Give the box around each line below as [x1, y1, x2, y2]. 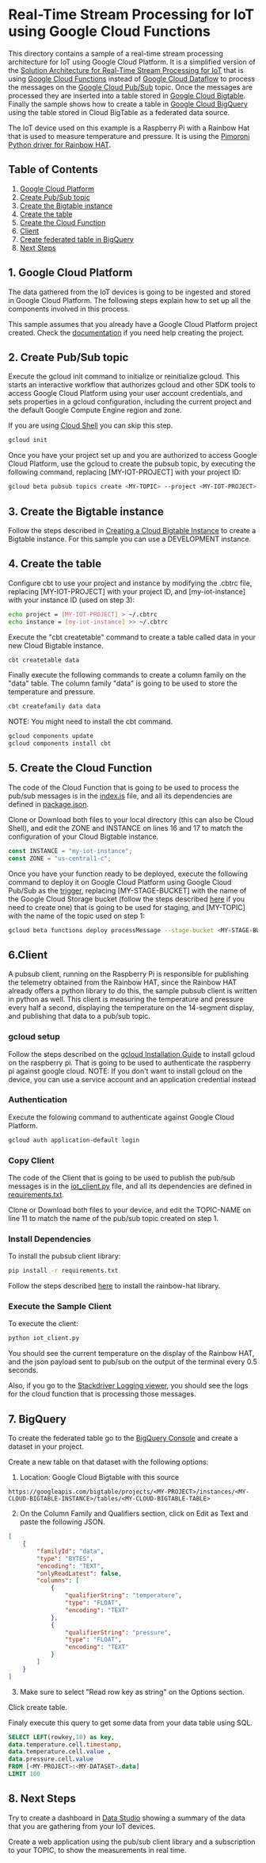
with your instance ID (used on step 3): [8, 595, 135, 605]
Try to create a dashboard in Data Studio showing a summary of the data [8, 1813, 245, 1823]
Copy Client [8, 1154, 55, 1166]
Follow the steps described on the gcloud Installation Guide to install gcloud [8, 1049, 256, 1058]
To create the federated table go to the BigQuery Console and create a [8, 1434, 239, 1443]
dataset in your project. [8, 1442, 85, 1451]
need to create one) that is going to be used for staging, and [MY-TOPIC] [8, 902, 245, 912]
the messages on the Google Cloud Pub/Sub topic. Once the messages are [8, 82, 253, 92]
